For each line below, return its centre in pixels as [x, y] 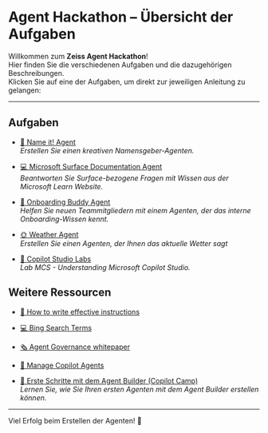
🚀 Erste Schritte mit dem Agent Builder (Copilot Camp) [109, 380]
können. [33, 397]
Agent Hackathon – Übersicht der [121, 17]
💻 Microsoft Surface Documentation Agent [91, 166]
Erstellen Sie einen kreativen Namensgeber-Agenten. [107, 150]
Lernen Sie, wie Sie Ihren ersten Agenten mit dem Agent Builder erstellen [139, 389]
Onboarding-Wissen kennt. [64, 219]
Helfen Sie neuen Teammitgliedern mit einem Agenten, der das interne [135, 210]
